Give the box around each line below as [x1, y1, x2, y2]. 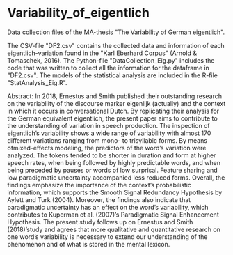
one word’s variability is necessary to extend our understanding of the [7, 232, 208, 241]
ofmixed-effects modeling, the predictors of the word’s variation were [7, 144, 207, 152]
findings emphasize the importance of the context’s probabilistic [7, 180, 191, 189]
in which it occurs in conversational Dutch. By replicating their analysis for [7, 107, 220, 115]
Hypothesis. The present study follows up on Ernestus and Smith [7, 217, 193, 226]
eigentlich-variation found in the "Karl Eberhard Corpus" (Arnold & [7, 49, 197, 57]
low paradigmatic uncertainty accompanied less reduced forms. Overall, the [7, 173, 225, 182]
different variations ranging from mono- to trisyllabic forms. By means [7, 136, 207, 144]
